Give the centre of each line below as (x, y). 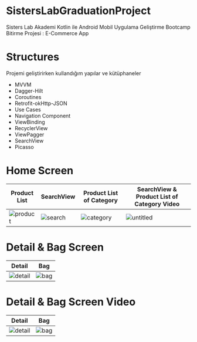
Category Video (157, 204)
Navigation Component (43, 116)
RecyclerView (31, 128)
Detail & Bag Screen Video (71, 302)
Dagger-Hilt (29, 91)
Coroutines (28, 97)
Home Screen (40, 171)
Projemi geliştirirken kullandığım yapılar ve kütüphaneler (74, 73)
